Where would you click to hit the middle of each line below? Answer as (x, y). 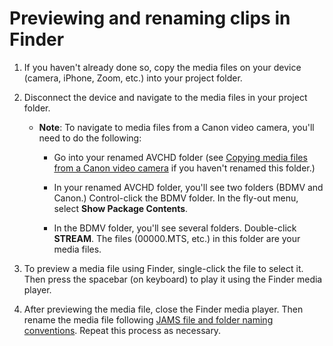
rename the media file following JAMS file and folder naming (148, 319)
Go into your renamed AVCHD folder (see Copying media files (180, 157)
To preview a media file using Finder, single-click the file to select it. (163, 268)
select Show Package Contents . (121, 208)
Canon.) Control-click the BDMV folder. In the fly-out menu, (176, 198)
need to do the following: (90, 138)
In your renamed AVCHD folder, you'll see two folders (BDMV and (188, 187)
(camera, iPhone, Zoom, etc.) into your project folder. (133, 78)
